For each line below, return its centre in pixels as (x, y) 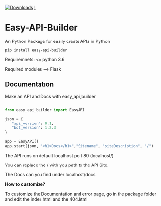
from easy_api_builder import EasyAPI (45, 110)
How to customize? (25, 184)
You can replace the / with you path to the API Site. (57, 165)
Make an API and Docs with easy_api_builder (51, 96)
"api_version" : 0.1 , (33, 124)
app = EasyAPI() (22, 142)
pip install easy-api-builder (36, 50)
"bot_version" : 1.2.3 (34, 128)
